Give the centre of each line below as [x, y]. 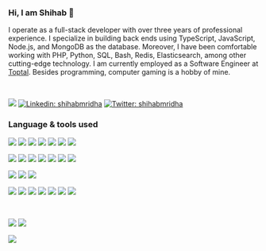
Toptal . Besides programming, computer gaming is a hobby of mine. [120, 72]
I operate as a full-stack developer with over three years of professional [125, 30]
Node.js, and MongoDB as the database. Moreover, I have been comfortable [133, 47]
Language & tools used [53, 125]
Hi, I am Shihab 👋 [41, 13]
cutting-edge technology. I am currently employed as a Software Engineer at [133, 64]
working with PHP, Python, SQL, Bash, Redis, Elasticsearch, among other [127, 56]
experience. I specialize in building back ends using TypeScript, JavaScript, [132, 38]
